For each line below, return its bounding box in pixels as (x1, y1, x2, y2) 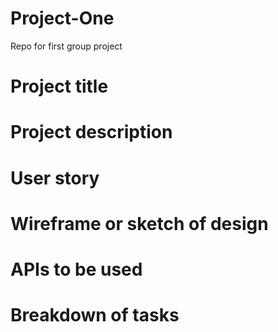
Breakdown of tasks (10, 304, 180, 327)
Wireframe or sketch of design (10, 212, 269, 235)
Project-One (10, 7, 115, 30)
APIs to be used (10, 258, 143, 281)
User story (10, 167, 100, 189)
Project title (10, 75, 109, 98)
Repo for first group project (10, 40, 123, 52)
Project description (10, 121, 173, 144)
